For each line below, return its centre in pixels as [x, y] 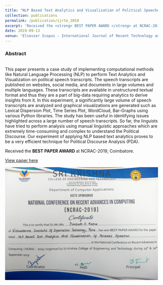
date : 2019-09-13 [23, 31]
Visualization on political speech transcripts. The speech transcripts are [77, 80]
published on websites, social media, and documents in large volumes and [79, 85]
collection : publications [31, 15]
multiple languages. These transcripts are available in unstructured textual [79, 90]
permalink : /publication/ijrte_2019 [42, 20]
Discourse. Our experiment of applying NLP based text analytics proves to [79, 137]
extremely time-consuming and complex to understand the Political [72, 131]
